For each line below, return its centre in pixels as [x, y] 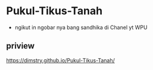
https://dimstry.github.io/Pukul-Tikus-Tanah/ [60, 60]
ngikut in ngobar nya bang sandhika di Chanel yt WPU [81, 27]
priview [20, 46]
